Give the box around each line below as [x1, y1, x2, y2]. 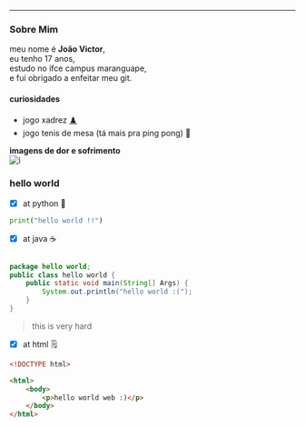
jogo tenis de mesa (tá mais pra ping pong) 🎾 [22, 127, 192, 138]
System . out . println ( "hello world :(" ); [42, 287, 193, 296]
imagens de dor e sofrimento [9, 144, 121, 155]
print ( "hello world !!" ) [9, 215, 103, 225]
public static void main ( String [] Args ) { [25, 279, 189, 288]
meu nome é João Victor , [9, 44, 106, 55]
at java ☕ [22, 233, 57, 243]
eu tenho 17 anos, [9, 54, 75, 65]
